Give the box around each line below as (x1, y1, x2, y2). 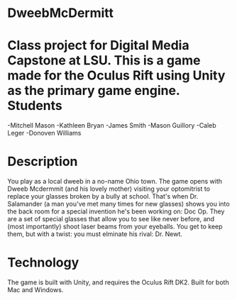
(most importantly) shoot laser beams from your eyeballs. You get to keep (7, 222, 223, 231)
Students (7, 98, 62, 114)
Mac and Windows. (7, 286, 64, 294)
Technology (7, 255, 79, 271)
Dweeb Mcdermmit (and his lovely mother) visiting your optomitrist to (7, 184, 211, 193)
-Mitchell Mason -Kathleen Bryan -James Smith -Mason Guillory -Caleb (7, 121, 216, 130)
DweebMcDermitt (7, 5, 114, 21)
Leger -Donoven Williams (7, 129, 82, 138)
